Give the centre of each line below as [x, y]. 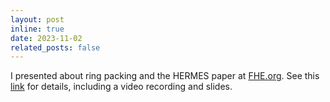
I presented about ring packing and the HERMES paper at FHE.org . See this [165, 76]
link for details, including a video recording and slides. [121, 87]
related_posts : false [55, 47]
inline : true [37, 29]
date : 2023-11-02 [46, 38]
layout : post [37, 19]
